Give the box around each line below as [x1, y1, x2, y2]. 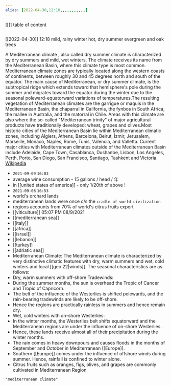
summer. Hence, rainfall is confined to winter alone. [12, 356, 121, 362]
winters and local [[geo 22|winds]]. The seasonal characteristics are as [12, 263, 162, 269]
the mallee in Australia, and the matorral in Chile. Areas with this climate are [5, 111, 164, 117]
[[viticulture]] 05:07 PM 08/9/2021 [12, 209, 85, 215]
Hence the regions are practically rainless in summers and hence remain [12, 302, 165, 308]
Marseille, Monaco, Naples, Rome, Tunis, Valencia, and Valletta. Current [5, 138, 156, 144]
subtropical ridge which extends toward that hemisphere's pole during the [5, 84, 161, 90]
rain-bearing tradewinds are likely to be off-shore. [12, 296, 118, 302]
